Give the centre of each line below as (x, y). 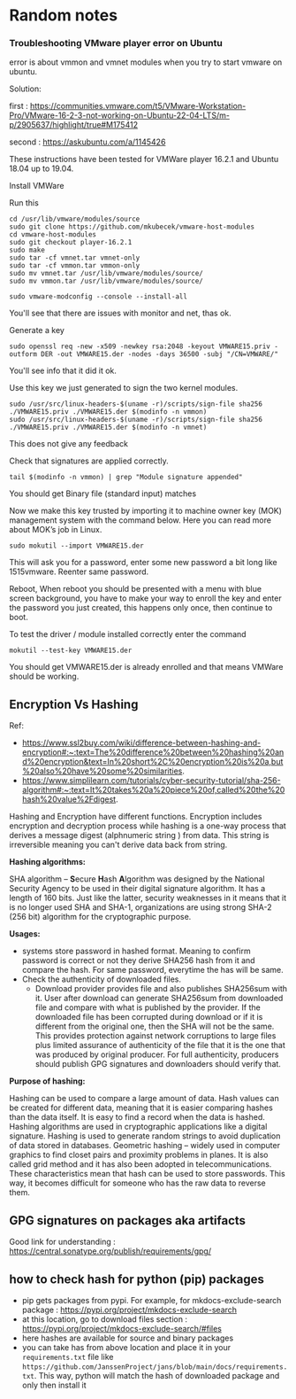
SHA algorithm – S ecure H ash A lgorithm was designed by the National (137, 879)
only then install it (54, 1385)
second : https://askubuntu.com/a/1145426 (87, 142)
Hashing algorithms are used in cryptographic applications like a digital (138, 1127)
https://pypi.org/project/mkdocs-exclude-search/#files (122, 1328)
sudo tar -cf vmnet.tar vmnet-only (75, 258)
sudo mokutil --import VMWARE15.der (76, 546)
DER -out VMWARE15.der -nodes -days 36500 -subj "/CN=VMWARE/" (159, 354)
